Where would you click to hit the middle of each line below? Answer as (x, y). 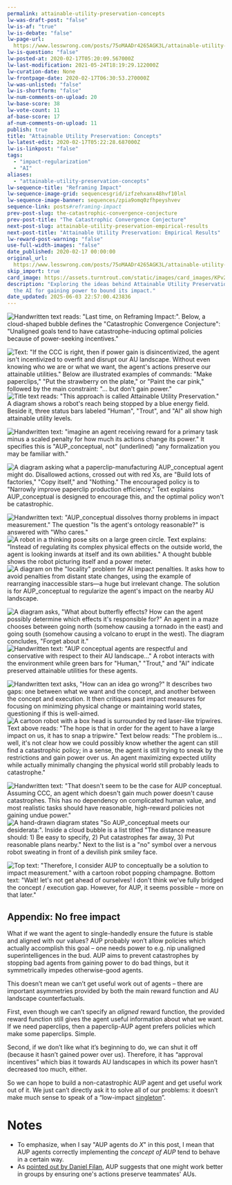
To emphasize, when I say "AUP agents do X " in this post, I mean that (116, 1144)
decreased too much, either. (47, 1069)
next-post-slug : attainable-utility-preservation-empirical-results (108, 226)
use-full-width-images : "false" (54, 246)
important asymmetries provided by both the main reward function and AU (113, 990)
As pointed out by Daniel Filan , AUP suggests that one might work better (120, 1166)
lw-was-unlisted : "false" (44, 84)
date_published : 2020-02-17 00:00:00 (61, 252)
